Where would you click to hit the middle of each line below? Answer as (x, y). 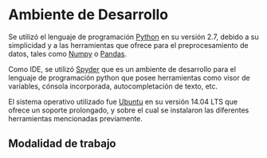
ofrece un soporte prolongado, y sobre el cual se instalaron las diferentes (129, 110)
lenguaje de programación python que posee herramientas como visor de (129, 77)
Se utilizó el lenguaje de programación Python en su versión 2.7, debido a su (133, 37)
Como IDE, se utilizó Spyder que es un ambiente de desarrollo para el (122, 69)
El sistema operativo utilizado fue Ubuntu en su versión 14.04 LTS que (123, 101)
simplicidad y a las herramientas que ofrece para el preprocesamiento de (128, 45)
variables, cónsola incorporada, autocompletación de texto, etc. (113, 86)
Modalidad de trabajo (62, 144)
